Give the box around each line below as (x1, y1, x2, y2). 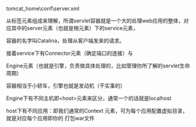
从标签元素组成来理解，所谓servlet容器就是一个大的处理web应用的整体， (6, 17, 184, 24)
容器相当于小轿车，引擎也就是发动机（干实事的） (6, 82, 126, 89)
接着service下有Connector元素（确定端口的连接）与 (6, 50, 133, 57)
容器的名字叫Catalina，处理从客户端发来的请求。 (6, 37, 125, 44)
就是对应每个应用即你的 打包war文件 (6, 115, 95, 122)
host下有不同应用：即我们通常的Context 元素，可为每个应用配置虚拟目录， (6, 108, 188, 114)
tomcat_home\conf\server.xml (6, 5, 80, 12)
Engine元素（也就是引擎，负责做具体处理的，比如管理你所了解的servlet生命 (6, 62, 191, 69)
